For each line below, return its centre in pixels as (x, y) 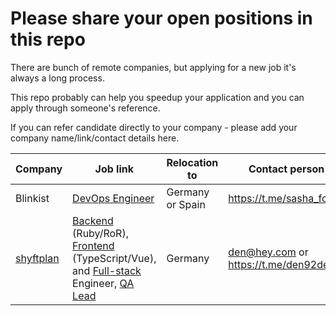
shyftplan (37, 258)
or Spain (186, 204)
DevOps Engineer (113, 198)
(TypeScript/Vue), (114, 258)
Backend (93, 220)
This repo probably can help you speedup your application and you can (157, 97)
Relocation (192, 162)
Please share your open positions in (161, 18)
